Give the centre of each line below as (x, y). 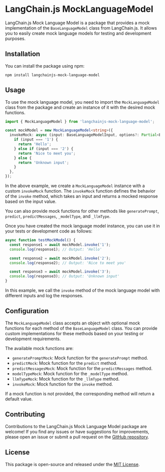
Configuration (27, 311)
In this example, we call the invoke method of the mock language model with (82, 290)
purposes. (15, 39)
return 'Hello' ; (35, 144)
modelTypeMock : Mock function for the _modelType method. (70, 373)
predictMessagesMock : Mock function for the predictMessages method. (82, 368)
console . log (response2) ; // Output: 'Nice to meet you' (68, 263)
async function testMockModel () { (41, 240)
